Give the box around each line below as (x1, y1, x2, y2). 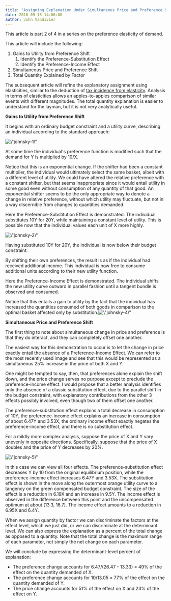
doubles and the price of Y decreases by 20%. (5, 444, 103, 450)
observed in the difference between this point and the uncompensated (5, 497, 154, 503)
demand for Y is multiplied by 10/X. (5, 154, 79, 160)
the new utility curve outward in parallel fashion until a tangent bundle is (5, 283, 156, 290)
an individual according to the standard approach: (5, 129, 110, 135)
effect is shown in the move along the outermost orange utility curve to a (5, 480, 158, 486)
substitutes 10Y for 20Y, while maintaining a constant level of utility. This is (5, 217, 161, 223)
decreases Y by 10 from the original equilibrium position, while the (5, 469, 144, 476)
